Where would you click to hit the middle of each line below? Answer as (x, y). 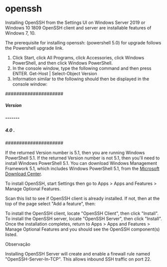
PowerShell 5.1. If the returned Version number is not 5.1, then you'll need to (83, 158)
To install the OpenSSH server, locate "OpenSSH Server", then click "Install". (83, 218)
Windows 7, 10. (20, 33)
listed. (11, 234)
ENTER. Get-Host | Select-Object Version (55, 73)
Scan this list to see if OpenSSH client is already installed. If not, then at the (83, 198)
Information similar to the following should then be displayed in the (81, 79)
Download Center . (24, 174)
